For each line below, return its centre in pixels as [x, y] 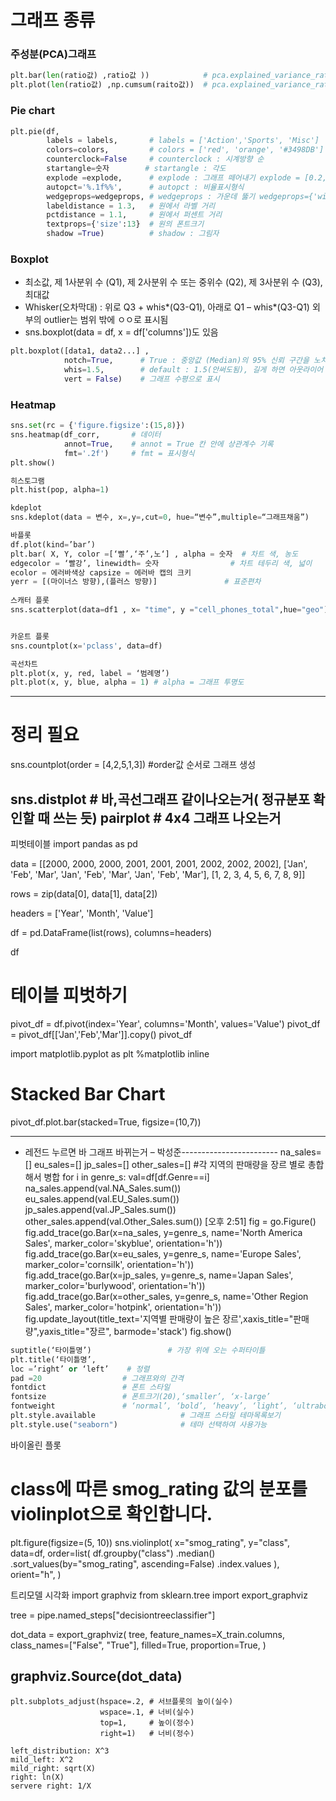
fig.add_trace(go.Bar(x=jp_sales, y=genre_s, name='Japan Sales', [159, 1275]
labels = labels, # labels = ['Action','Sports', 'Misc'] [183, 141]
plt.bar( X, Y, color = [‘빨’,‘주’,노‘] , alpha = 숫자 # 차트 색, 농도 [154, 554]
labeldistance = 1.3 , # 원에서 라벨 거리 [131, 206]
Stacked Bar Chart [88, 1094]
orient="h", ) [36, 1574]
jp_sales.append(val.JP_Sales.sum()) [100, 1209]
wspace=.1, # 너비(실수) [147, 1712]
